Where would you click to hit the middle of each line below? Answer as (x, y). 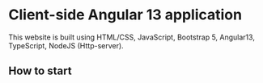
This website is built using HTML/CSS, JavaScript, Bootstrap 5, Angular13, (131, 37)
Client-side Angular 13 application (125, 15)
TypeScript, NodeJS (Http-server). (66, 45)
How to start (40, 71)
